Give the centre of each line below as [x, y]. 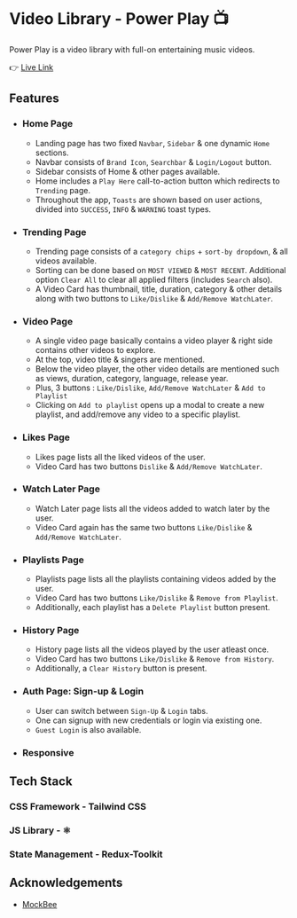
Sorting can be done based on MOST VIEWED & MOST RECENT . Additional [160, 270]
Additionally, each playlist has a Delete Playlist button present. [152, 608]
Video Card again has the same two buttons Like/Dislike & [144, 527]
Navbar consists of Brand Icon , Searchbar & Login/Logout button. [153, 161]
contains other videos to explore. [95, 350]
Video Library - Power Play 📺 [119, 19]
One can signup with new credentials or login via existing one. [148, 720]
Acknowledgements [66, 883]
